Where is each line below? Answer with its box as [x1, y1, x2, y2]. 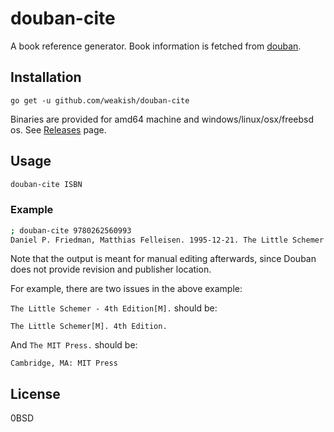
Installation [10, 69, 82, 86]
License [10, 385, 61, 402]
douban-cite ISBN [10, 179, 83, 189]
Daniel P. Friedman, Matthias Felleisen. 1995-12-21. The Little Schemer [10, 235, 325, 245]
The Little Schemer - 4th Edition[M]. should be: [10, 302, 218, 314]
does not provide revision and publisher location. [10, 263, 212, 276]
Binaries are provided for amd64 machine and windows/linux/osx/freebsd [10, 113, 315, 125]
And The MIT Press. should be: [10, 339, 138, 351]
